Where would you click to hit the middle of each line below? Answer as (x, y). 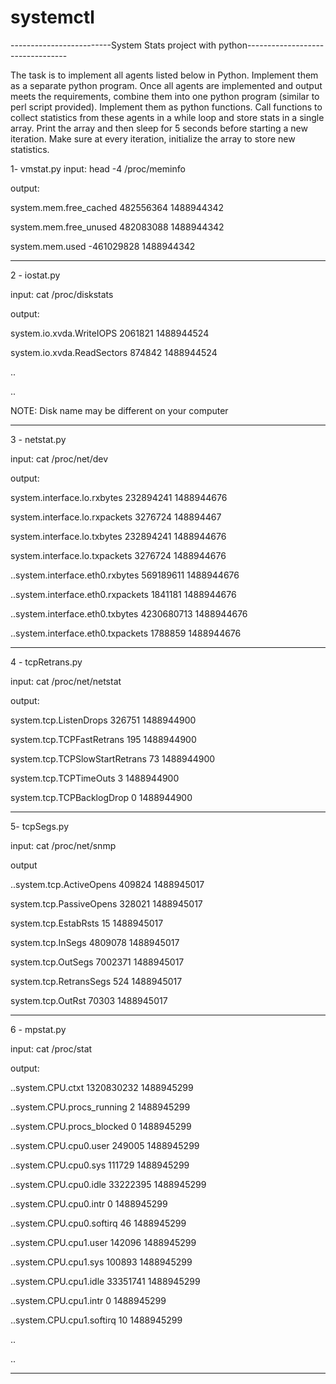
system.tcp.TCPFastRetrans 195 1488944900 (103, 739)
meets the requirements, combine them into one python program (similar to (165, 96)
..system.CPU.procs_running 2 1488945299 (100, 1107)
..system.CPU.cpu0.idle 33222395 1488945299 (108, 1184)
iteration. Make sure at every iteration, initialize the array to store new (153, 138)
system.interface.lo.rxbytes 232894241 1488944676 (119, 497)
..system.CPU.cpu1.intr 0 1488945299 (88, 1300)
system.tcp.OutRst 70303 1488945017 (89, 1000)
